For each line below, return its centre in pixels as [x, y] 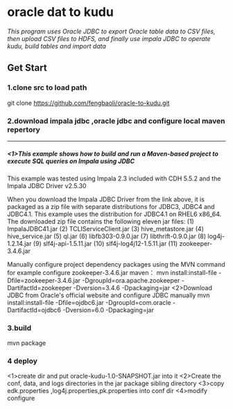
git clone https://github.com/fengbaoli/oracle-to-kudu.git [88, 103]
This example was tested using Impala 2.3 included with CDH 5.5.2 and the [114, 178]
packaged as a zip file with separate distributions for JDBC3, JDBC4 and [111, 206]
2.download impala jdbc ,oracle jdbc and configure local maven [116, 121]
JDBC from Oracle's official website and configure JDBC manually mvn [109, 295]
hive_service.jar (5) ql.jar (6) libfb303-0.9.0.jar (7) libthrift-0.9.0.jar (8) [107, 236]
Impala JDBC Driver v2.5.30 [47, 185]
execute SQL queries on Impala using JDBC [71, 161]
